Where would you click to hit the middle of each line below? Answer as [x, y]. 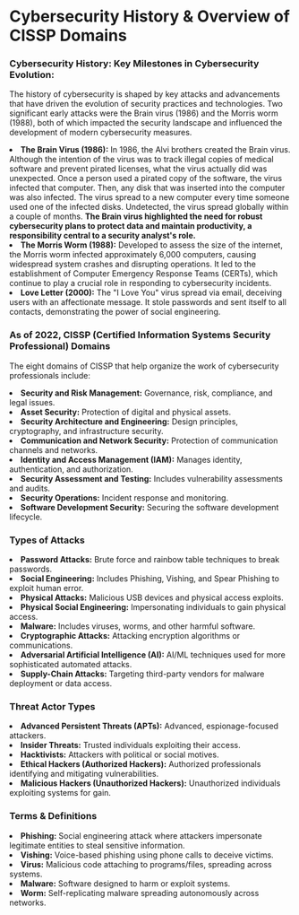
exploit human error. [47, 588]
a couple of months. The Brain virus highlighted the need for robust [136, 216]
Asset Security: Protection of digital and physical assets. [126, 412]
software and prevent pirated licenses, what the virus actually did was [138, 169]
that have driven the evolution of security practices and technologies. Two [146, 104]
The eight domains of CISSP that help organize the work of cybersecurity [144, 366]
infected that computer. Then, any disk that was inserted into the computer [147, 188]
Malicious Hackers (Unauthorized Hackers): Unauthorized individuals [151, 783]
